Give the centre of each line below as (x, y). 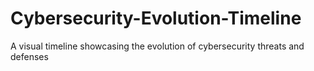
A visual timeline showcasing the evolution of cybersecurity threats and (157, 46)
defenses (29, 56)
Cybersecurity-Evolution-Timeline (156, 18)
